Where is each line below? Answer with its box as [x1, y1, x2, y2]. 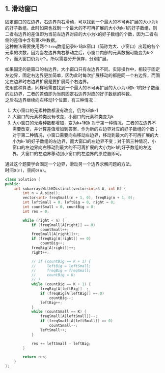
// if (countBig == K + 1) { [31, 259, 91, 264]
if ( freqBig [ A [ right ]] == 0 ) [31, 236, 91, 241]
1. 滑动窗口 [5, 4, 38, 13]
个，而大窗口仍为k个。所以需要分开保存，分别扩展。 [5, 56, 111, 62]
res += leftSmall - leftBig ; [31, 341, 91, 346]
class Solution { [5, 177, 41, 182]
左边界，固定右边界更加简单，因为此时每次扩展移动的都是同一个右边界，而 [5, 72, 156, 78]
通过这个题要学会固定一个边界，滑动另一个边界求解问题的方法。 [5, 161, 134, 167]
